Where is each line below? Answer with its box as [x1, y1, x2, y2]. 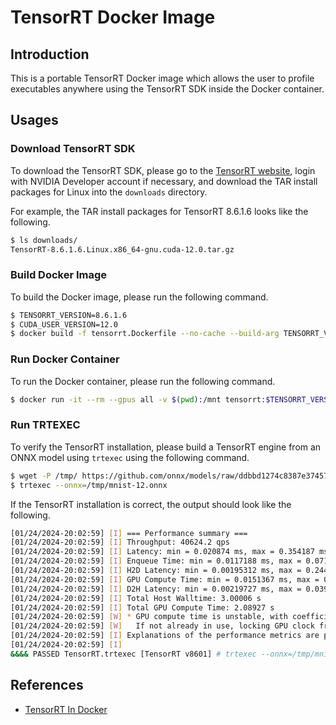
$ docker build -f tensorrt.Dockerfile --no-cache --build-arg [10, 329, 280, 339]
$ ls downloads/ [10, 235, 78, 245]
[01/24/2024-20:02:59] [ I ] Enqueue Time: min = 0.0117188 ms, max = [10, 556, 302, 566]
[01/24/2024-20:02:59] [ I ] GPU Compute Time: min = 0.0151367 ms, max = [10, 574, 320, 585]
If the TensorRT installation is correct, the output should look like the [10, 498, 292, 510]
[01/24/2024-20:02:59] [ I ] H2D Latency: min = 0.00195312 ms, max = [10, 566, 302, 576]
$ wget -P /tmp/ [10, 471, 78, 481]
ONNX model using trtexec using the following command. [10, 451, 250, 463]
